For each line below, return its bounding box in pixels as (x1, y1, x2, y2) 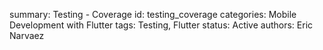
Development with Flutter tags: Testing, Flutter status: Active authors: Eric (9, 19, 314, 31)
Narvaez (9, 30, 45, 41)
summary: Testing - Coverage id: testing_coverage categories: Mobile (9, 9, 297, 20)
